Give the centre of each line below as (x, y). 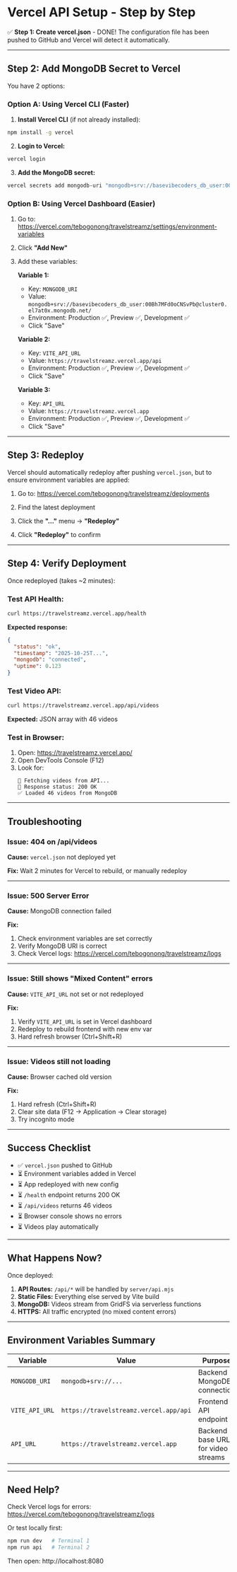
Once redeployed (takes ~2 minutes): (61, 580)
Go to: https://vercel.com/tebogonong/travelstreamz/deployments (114, 493)
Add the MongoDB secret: (56, 172)
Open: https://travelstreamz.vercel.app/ (75, 753)
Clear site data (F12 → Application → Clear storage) (92, 1112)
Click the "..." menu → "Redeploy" (68, 521)
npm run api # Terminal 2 (49, 1548)
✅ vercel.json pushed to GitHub (65, 1165)
